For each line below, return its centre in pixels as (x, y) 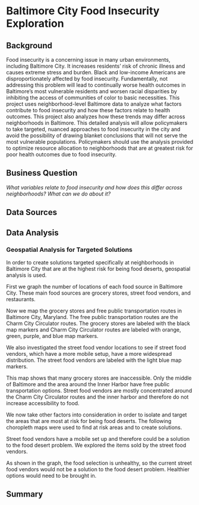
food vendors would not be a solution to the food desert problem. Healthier (98, 469)
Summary (25, 494)
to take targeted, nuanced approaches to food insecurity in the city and (93, 129)
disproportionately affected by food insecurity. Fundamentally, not (87, 79)
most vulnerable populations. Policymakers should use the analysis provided (100, 142)
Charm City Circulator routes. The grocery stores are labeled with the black (98, 323)
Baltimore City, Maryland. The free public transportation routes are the (92, 317)
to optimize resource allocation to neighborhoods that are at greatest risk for (100, 148)
